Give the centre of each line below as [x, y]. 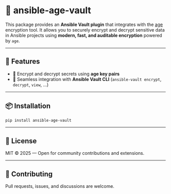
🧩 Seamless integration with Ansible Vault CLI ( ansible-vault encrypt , [87, 79]
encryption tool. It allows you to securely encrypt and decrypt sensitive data [85, 30]
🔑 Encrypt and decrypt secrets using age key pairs [66, 74]
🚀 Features [23, 61]
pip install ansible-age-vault [38, 120]
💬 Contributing [29, 174]
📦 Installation [28, 106]
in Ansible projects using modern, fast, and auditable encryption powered [84, 35]
